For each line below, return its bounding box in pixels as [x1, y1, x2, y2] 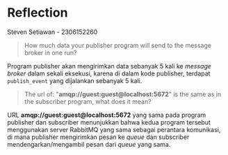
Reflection [7, 5, 68, 21]
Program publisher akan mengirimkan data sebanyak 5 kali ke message [7, 62, 212, 70]
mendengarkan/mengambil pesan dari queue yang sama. [7, 140, 171, 148]
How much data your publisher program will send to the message [24, 41, 212, 49]
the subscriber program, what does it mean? [24, 97, 152, 105]
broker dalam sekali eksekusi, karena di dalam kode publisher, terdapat [7, 69, 211, 77]
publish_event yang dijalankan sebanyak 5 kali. [7, 76, 142, 84]
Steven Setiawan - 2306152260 [7, 28, 98, 36]
